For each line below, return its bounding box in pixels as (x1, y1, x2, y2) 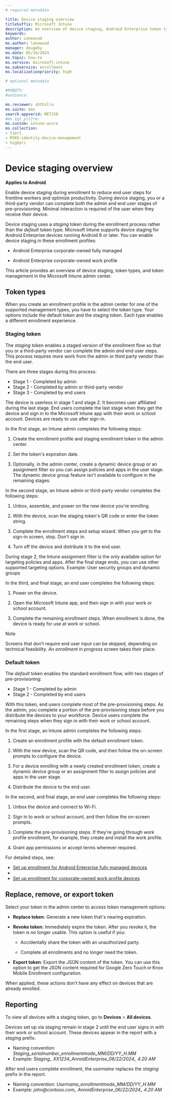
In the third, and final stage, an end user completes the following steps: (5, 580, 155, 586)
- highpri (5, 140, 27, 145)
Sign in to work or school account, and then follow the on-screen (12, 813, 150, 820)
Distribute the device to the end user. (12, 784, 91, 790)
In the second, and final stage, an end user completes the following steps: (5, 793, 161, 799)
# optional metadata (5, 79, 50, 84)
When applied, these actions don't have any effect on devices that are (5, 980, 153, 986)
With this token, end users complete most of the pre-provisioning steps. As (5, 701, 164, 707)
